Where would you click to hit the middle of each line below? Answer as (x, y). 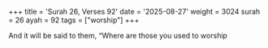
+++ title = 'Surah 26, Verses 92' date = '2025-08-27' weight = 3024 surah (134, 12)
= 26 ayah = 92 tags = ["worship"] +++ (74, 20)
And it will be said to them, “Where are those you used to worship (118, 36)
